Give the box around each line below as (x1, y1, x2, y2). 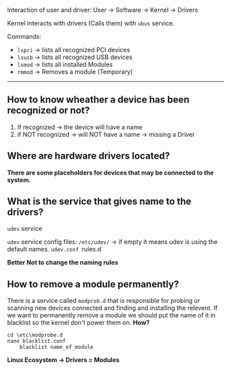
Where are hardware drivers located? (7, 150, 170, 162)
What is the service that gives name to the (7, 196, 192, 207)
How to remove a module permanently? (7, 278, 179, 290)
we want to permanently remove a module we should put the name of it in (7, 311, 216, 319)
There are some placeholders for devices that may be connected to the (7, 168, 214, 177)
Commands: (7, 32, 42, 41)
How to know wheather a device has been (7, 94, 190, 106)
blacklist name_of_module (19, 344, 94, 351)
